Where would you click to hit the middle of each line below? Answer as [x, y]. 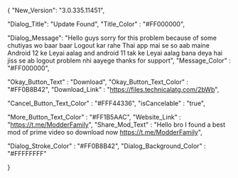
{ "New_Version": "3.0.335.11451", [56, 10]
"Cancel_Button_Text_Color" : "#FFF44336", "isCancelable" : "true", [107, 103]
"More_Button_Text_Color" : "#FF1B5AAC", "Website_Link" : [94, 117]
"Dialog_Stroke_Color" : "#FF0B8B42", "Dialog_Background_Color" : [107, 146]
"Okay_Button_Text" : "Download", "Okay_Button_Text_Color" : [98, 82]
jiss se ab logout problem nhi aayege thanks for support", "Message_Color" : [119, 61]
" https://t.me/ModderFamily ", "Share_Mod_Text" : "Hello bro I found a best [117, 125]
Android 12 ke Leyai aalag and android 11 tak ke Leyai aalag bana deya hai [115, 53]
